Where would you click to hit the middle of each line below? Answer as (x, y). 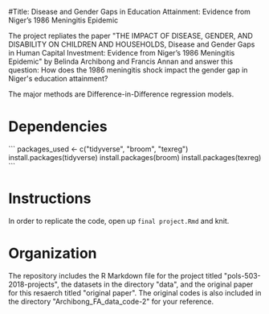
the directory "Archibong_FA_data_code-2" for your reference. (111, 301)
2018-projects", (34, 284)
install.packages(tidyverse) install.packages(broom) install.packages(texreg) (135, 157)
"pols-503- (242, 275)
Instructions (50, 198)
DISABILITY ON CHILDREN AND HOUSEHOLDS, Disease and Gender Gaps (132, 44)
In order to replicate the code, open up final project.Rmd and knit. (119, 221)
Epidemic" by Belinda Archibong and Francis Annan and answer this (121, 61)
